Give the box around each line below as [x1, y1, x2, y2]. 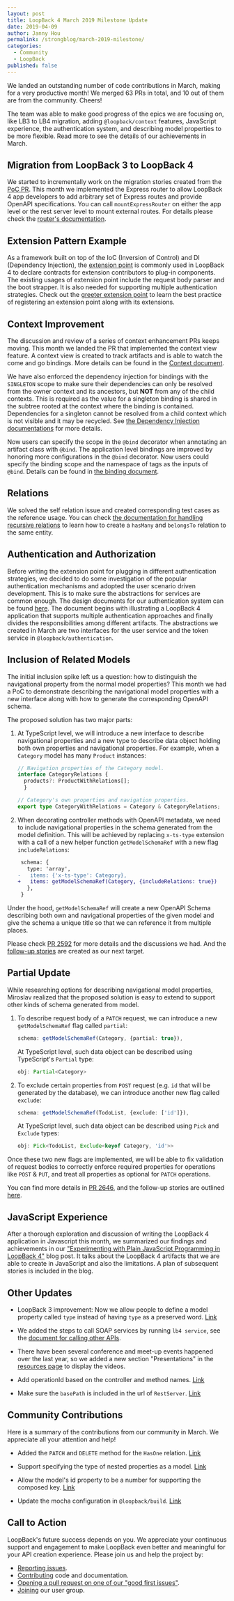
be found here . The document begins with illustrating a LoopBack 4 [7, 604, 201, 612]
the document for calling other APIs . [17, 1333, 121, 1342]
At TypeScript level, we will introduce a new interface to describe [17, 729, 204, 737]
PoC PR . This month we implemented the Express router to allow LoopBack [7, 185, 223, 194]
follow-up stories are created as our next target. [7, 947, 145, 955]
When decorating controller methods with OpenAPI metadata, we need [17, 815, 221, 824]
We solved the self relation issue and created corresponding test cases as [7, 506, 220, 514]
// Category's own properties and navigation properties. [17, 797, 189, 804]
